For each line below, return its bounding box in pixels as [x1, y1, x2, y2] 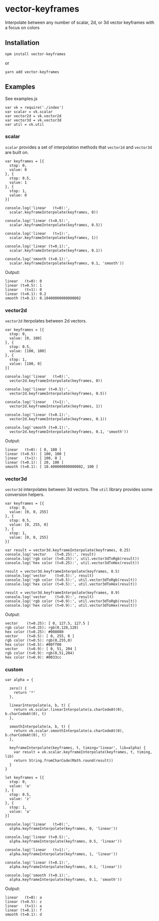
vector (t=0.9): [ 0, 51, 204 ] [5, 647, 77, 651]
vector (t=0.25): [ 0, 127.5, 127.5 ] [5, 621, 90, 626]
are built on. [5, 149, 29, 155]
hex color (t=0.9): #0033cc [5, 655, 62, 660]
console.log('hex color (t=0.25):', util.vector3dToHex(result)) [5, 561, 139, 565]
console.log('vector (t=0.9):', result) [5, 595, 94, 599]
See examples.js [5, 96, 38, 102]
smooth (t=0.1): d [5, 912, 42, 917]
